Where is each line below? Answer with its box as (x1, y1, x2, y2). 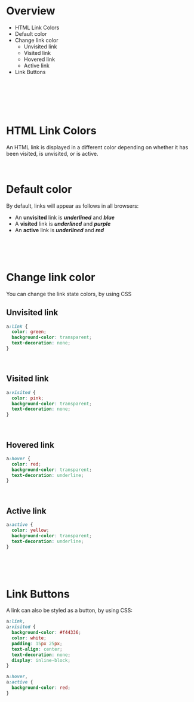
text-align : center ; (11, 646, 63, 652)
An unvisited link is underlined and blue (14, 214, 115, 221)
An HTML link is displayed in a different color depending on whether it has (6, 143, 189, 150)
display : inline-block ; (11, 657, 70, 663)
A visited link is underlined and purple (14, 220, 111, 227)
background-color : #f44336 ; (11, 630, 82, 636)
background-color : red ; (11, 685, 70, 691)
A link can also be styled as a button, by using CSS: (6, 607, 133, 614)
